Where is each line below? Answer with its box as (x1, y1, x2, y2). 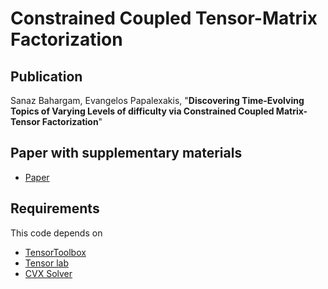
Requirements (10, 200, 100, 217)
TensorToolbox (24, 246, 87, 258)
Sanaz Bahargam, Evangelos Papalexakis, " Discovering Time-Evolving (10, 95, 305, 106)
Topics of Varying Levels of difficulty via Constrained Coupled (10, 105, 275, 117)
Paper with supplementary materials (10, 145, 243, 162)
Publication (10, 68, 83, 85)
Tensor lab (24, 257, 69, 269)
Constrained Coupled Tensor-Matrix (10, 7, 318, 30)
